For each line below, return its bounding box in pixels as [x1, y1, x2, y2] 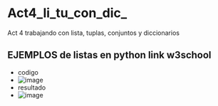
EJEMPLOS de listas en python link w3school [7, 49, 212, 61]
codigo [17, 68, 39, 76]
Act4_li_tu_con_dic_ [7, 5, 128, 21]
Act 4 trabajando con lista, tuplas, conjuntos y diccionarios [7, 28, 180, 37]
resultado [17, 83, 46, 92]
